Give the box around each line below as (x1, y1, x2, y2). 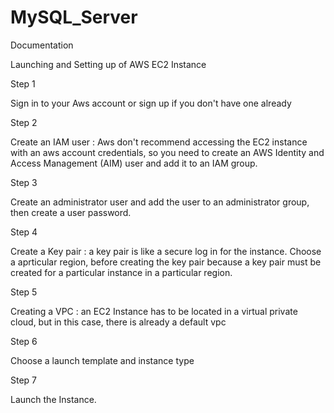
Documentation (10, 39, 74, 51)
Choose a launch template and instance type (10, 354, 195, 366)
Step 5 (10, 286, 38, 298)
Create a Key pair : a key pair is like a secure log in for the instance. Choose (10, 245, 322, 257)
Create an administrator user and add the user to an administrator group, (10, 196, 310, 208)
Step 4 (10, 226, 38, 238)
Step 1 (10, 77, 36, 90)
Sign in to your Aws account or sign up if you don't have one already (10, 97, 292, 109)
